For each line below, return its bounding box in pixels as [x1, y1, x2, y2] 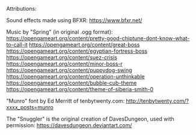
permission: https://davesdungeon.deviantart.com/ [6, 122, 132, 128]
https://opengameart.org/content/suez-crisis [6, 54, 117, 61]
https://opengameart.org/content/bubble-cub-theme [6, 79, 137, 86]
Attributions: [6, 5, 37, 12]
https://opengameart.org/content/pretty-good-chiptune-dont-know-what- [6, 35, 190, 41]
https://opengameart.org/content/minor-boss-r [6, 60, 123, 67]
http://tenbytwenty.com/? [126, 97, 189, 104]
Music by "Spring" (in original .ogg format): [6, 28, 113, 35]
